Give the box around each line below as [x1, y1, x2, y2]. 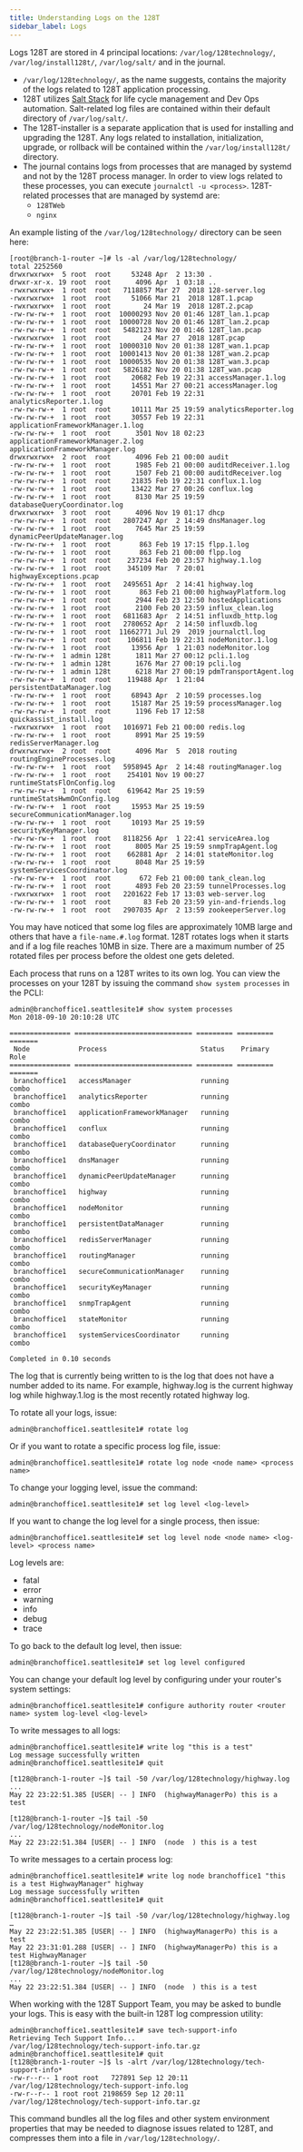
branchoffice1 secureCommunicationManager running [13, 1267, 230, 1276]
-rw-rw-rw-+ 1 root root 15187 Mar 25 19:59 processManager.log [9, 698, 282, 708]
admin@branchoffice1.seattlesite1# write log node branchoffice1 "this [9, 1871, 286, 1881]
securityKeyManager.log [9, 825, 100, 835]
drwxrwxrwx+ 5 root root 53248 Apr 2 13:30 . [9, 270, 213, 279]
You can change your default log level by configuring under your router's [9, 1673, 282, 1684]
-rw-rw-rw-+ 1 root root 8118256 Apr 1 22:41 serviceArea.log [9, 834, 270, 843]
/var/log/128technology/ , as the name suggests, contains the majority [22, 74, 287, 84]
